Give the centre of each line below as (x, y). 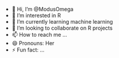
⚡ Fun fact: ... (28, 50)
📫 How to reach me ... (39, 35)
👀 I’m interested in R (36, 15)
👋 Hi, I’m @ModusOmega (43, 9)
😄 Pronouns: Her (33, 43)
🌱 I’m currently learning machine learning (62, 22)
